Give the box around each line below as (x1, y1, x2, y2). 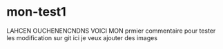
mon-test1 (6, 4, 66, 20)
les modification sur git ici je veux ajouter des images (6, 33, 158, 42)
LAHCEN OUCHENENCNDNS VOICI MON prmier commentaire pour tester (6, 27, 216, 35)
